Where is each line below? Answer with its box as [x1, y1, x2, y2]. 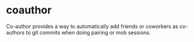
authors [6, 29, 25, 36]
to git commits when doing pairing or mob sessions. [25, 29, 151, 36]
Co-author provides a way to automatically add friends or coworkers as [6, 23, 179, 30]
